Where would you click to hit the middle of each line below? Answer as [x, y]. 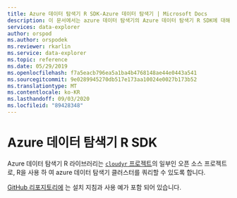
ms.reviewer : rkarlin [39, 47]
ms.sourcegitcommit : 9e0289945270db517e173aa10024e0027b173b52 [102, 79]
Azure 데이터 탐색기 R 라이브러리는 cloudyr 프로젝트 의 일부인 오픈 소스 [105, 163]
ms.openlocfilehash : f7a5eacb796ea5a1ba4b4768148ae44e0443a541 [102, 73]
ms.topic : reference [38, 60]
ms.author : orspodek [38, 40]
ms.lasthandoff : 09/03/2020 [49, 99]
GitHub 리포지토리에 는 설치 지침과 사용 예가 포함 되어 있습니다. [95, 187]
